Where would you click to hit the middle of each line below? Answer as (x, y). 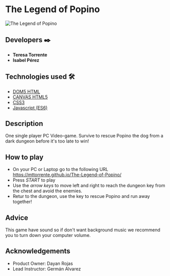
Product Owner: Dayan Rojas (43, 263)
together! (22, 202)
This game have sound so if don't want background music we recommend (83, 230)
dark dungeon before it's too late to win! (47, 141)
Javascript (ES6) (30, 108)
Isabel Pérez (26, 60)
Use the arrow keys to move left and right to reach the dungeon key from (89, 186)
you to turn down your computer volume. (48, 235)
